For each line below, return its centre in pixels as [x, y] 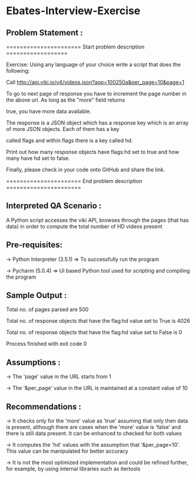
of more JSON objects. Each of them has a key [63, 129]
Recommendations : [44, 406]
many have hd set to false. [38, 158]
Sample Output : [36, 295]
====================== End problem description [74, 181]
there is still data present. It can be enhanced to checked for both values [94, 433]
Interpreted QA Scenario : [54, 206]
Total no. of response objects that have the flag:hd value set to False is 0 [94, 332]
